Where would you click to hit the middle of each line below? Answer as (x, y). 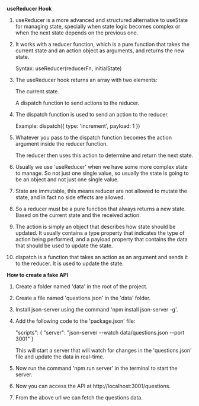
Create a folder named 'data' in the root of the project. (81, 287)
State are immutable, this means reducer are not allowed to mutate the (101, 191)
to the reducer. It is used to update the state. (69, 263)
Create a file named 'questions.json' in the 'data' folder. (83, 298)
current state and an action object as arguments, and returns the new (100, 51)
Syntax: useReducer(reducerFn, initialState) (68, 68)
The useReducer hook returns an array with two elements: (86, 80)
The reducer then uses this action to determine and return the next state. (104, 155)
